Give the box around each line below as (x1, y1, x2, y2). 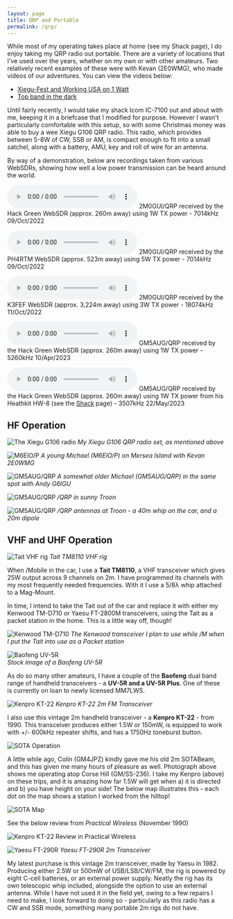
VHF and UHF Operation (7, 534, 113, 546)
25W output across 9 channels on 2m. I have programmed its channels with (7, 574, 223, 581)
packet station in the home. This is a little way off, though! (7, 617, 172, 624)
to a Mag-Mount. (7, 588, 55, 596)
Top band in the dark (17, 92, 78, 101)
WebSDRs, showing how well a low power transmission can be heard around (7, 164, 226, 172)
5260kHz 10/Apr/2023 (7, 354, 71, 362)
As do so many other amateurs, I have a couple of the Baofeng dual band (7, 672, 217, 680)
